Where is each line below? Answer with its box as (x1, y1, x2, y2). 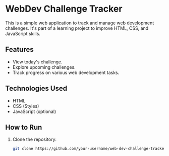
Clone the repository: (12, 136, 57, 142)
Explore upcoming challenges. (12, 64, 76, 70)
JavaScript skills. (5, 30, 40, 36)
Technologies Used (5, 84, 67, 93)
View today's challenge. (12, 59, 63, 65)
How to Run (5, 123, 42, 132)
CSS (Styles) (12, 103, 39, 109)
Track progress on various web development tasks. (12, 69, 120, 75)
